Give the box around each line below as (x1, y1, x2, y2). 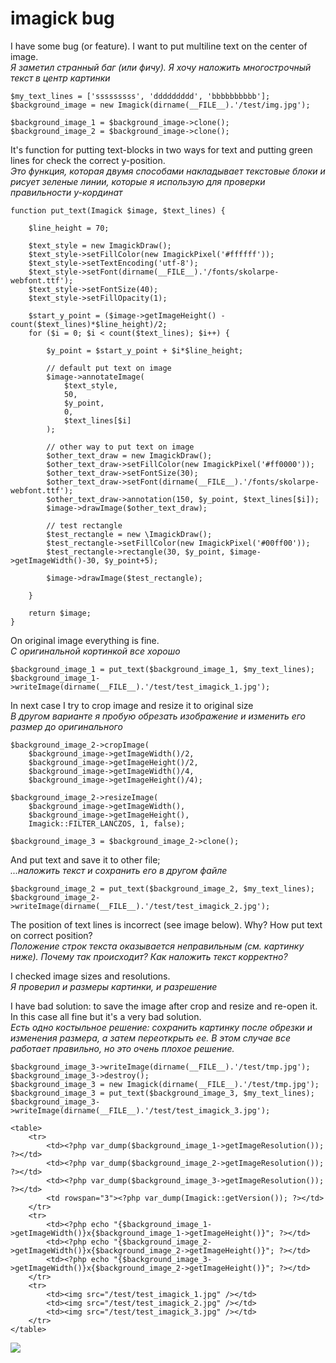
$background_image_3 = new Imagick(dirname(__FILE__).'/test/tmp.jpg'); (10, 1079, 320, 1089)
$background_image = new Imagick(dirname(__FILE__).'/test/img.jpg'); (10, 100, 311, 110)
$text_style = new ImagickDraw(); (28, 240, 172, 251)
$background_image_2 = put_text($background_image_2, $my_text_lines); (10, 883, 315, 894)
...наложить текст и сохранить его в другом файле (10, 864, 228, 876)
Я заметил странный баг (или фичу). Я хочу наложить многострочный (10, 61, 312, 73)
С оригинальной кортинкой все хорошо (10, 645, 181, 657)
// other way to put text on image (46, 442, 195, 452)
